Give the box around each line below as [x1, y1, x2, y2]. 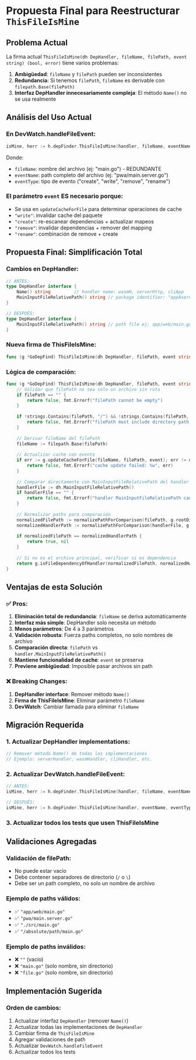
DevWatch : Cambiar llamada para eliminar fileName [14, 703, 139, 710]
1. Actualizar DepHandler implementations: [6, 737, 130, 745]
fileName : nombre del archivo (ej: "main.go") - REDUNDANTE [14, 165, 162, 172]
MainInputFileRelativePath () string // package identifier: [16, 294, 166, 301]
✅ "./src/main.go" [14, 921, 60, 928]
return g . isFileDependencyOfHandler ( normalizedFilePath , [16, 560, 158, 566]
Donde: [6, 154, 24, 161]
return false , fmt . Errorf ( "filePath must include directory [27, 419, 176, 425]
